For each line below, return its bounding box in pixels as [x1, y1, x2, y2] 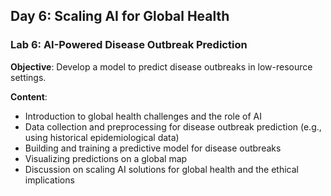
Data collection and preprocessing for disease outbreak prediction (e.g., [24, 120, 322, 133]
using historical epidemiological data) [24, 131, 180, 143]
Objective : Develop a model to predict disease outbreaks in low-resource [10, 60, 313, 73]
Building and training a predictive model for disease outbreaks [24, 142, 282, 154]
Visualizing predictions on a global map [24, 152, 188, 164]
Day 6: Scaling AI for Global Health [10, 8, 230, 25]
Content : [10, 90, 48, 103]
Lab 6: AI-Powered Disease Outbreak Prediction [10, 38, 248, 52]
